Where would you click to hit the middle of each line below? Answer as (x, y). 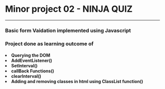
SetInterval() (25, 66)
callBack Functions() (33, 71)
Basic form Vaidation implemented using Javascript (68, 30)
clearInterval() (27, 76)
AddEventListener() (32, 60)
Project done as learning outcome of (49, 44)
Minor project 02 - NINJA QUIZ (69, 9)
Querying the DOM (31, 56)
